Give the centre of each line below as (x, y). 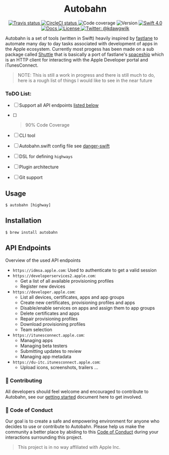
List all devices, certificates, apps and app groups (72, 297)
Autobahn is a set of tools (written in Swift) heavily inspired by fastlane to (82, 38)
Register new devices (43, 286)
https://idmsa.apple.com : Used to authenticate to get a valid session (84, 270)
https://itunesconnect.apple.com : (48, 335)
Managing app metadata (46, 356)
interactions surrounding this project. (44, 437)
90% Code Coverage (47, 125)
